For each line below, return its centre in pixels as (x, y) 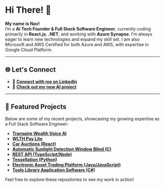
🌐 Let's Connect (30, 70)
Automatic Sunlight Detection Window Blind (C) (62, 149)
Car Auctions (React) (34, 144)
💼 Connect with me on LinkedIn (45, 81)
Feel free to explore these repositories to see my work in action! (69, 179)
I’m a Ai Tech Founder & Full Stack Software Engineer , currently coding (78, 28)
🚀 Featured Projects (36, 107)
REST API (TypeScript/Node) (42, 154)
